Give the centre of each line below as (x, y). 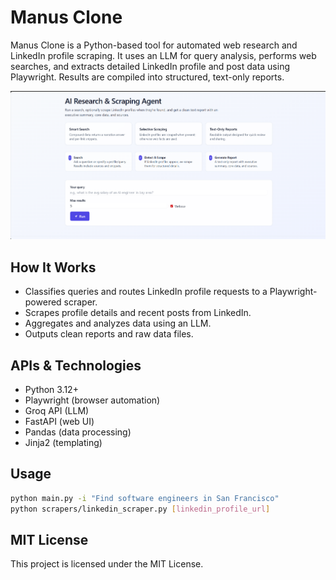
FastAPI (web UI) (59, 422)
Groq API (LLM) (57, 411)
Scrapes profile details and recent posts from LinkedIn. (138, 313)
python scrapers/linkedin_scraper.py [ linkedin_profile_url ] (140, 509)
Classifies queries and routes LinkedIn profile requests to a (146, 292)
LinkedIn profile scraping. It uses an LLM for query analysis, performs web (163, 55)
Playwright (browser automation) (92, 400)
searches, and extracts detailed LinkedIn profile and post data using (150, 66)
